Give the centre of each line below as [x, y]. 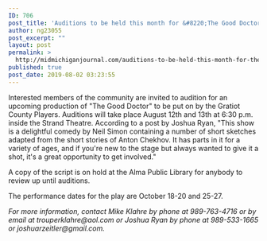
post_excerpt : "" [37, 38]
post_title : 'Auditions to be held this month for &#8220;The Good [122, 23]
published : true [35, 68]
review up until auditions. [49, 181]
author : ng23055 [35, 30]
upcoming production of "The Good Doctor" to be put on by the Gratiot [124, 106]
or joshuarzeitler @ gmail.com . [57, 228]
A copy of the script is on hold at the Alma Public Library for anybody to [126, 172]
